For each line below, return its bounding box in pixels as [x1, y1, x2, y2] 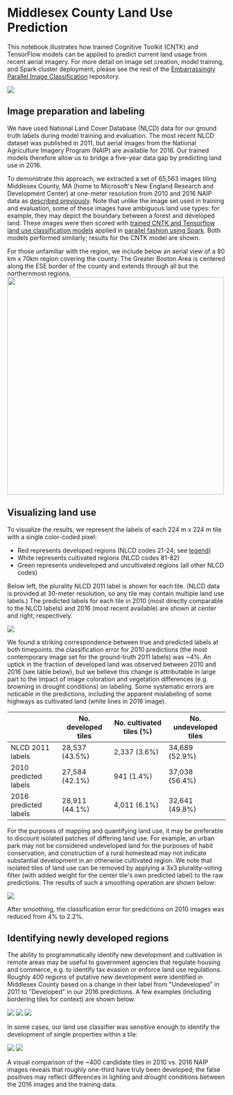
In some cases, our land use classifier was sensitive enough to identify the [7, 1023, 221, 1031]
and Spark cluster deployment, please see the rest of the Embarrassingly [7, 65, 216, 73]
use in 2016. [7, 161, 42, 169]
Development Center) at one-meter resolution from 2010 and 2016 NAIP [7, 189, 212, 198]
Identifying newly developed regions [7, 932, 169, 944]
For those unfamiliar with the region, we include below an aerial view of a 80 [7, 247, 225, 255]
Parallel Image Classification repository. [7, 72, 121, 81]
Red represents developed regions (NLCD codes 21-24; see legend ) [17, 546, 212, 554]
